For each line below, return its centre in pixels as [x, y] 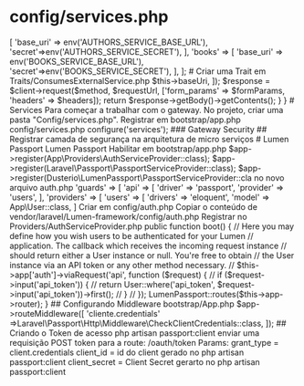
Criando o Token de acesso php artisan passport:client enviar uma [135, 333]
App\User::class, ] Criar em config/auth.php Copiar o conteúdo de [134, 206]
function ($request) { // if [175, 275]
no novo [269, 177]
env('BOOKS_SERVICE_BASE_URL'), [77, 61]
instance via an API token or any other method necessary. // [122, 265]
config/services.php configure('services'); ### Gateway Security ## [138, 129]
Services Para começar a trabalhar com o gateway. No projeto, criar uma [147, 110]
